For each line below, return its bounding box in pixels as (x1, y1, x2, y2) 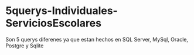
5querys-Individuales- (5, 4, 118, 18)
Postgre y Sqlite (5, 42, 44, 49)
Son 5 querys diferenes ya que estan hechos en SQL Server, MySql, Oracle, (5, 36, 189, 43)
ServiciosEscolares (5, 16, 102, 30)
